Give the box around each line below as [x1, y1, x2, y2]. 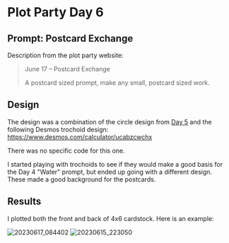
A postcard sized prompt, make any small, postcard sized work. [24, 78, 210, 87]
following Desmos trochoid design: [7, 125, 109, 134]
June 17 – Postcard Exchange [24, 65, 111, 73]
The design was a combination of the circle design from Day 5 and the [7, 117, 212, 126]
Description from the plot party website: [7, 51, 124, 59]
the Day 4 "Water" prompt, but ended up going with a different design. [7, 167, 213, 176]
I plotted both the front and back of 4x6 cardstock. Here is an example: [7, 214, 214, 223]
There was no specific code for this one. [7, 146, 125, 155]
